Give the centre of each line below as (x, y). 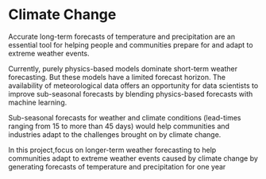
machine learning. (38, 102)
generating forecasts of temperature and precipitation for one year (117, 166)
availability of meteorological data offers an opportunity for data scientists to (133, 86)
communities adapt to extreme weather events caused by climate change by (133, 158)
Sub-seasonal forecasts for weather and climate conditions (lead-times (125, 117)
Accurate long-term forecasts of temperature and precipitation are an (122, 36)
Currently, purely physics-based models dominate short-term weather (123, 68)
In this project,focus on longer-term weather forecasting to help (112, 150)
